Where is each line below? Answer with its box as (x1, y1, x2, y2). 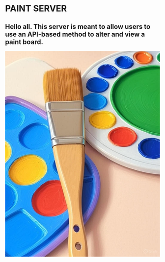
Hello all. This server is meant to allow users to (5, 23, 151, 31)
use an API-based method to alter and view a (5, 30, 145, 38)
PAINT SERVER (5, 3, 67, 14)
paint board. (5, 38, 43, 46)
